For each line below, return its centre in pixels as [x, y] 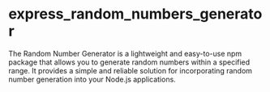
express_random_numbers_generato [135, 14]
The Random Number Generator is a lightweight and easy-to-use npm [125, 53]
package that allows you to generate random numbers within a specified [129, 62]
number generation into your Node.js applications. [92, 79]
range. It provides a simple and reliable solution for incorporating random [131, 70]
